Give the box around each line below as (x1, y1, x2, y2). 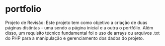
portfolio (5, 3, 42, 15)
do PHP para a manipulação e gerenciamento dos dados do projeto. (5, 35, 144, 41)
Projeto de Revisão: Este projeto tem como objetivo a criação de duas (5, 20, 148, 25)
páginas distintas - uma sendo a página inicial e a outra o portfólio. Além (5, 24, 153, 30)
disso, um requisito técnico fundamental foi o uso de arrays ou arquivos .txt (5, 30, 160, 36)
